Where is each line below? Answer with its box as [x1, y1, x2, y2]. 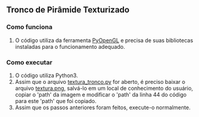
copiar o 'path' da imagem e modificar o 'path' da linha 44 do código [15, 90, 187, 98]
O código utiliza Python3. [15, 72, 79, 79]
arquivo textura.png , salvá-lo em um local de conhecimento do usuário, [15, 84, 194, 92]
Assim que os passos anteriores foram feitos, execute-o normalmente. [15, 104, 191, 111]
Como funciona [6, 23, 53, 31]
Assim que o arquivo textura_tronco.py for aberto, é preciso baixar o [15, 78, 186, 85]
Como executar [6, 58, 53, 66]
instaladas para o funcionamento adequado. [15, 43, 125, 50]
